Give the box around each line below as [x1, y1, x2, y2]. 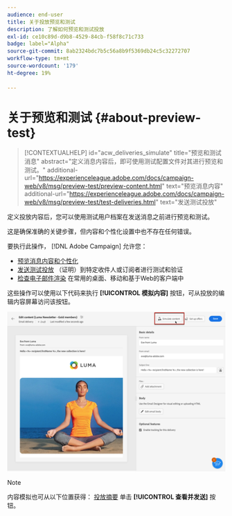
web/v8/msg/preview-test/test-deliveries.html [24, 198, 156, 206]
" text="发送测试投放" [155, 198, 217, 206]
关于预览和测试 [7, 109, 93, 125]
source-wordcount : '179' [7, 62, 79, 69]
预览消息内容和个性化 [17, 257, 78, 265]
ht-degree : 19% [7, 69, 51, 76]
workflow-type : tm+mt [7, 55, 70, 62]
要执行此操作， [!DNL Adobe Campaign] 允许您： [7, 242, 148, 251]
